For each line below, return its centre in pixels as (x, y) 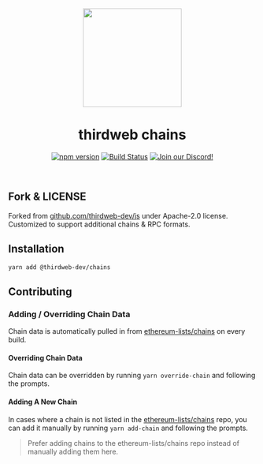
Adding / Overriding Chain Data (69, 314)
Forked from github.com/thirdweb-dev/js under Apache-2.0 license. (118, 215)
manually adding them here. (73, 451)
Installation (36, 249)
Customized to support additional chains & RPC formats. (99, 224)
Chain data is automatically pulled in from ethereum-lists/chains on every (127, 331)
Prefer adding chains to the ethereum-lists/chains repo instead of (133, 443)
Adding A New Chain (43, 402)
